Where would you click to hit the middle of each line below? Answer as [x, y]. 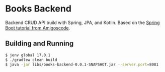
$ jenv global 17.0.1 [28, 55]
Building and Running [39, 44]
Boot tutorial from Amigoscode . [38, 27]
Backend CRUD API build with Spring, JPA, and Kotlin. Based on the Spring [82, 22]
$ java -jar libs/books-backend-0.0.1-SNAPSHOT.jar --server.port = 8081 [82, 64]
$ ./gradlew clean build [31, 60]
